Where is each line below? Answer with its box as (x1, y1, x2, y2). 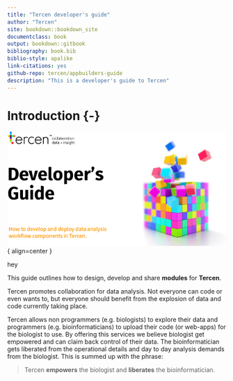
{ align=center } (7, 246, 52, 255)
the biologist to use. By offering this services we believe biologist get (7, 330, 205, 338)
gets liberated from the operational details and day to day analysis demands (7, 344, 225, 353)
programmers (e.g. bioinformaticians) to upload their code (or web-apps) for (7, 323, 226, 331)
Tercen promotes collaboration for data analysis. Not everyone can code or (7, 287, 223, 295)
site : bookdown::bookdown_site (7, 26, 98, 33)
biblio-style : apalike (7, 56, 73, 62)
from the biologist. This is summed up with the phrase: (7, 352, 163, 360)
